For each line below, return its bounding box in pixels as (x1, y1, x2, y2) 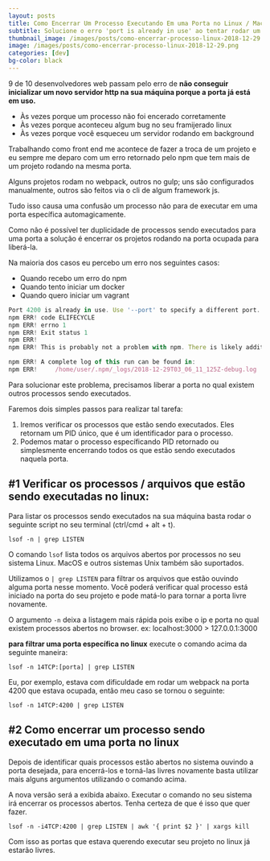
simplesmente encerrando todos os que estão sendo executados (19, 445, 235, 455)
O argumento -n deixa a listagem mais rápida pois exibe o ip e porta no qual (8, 615, 260, 624)
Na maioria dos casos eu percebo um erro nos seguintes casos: (8, 257, 220, 267)
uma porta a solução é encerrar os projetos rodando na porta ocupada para (8, 233, 260, 243)
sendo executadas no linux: (8, 490, 150, 504)
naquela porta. (19, 454, 69, 463)
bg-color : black (8, 57, 63, 65)
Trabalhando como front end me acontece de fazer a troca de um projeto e (8, 144, 257, 154)
